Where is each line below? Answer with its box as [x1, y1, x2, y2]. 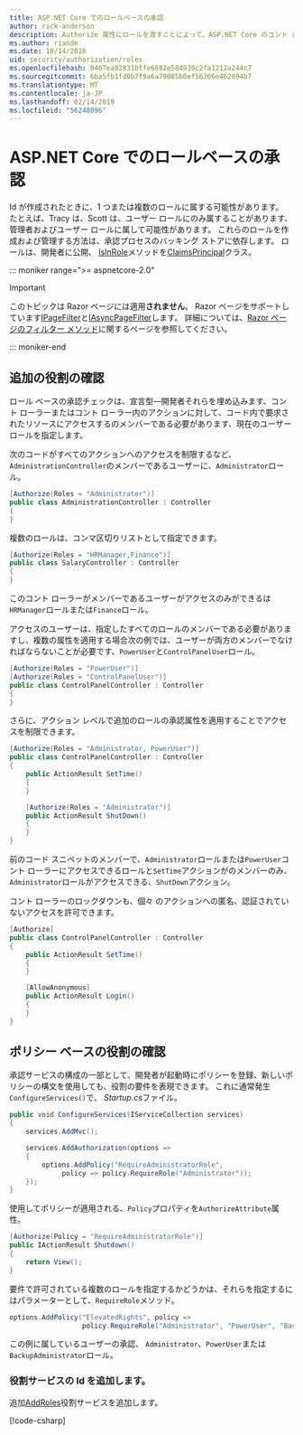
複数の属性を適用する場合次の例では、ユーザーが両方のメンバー [32, 634, 270, 645]
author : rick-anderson [9, 22, 95, 31]
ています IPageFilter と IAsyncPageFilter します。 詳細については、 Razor [9, 313, 269, 324]
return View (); [25, 1257, 83, 1266]
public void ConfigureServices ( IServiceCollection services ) [9, 1111, 244, 1120]
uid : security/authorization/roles [9, 55, 143, 64]
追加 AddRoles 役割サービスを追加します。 [9, 1397, 163, 1408]
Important [9, 282, 46, 294]
